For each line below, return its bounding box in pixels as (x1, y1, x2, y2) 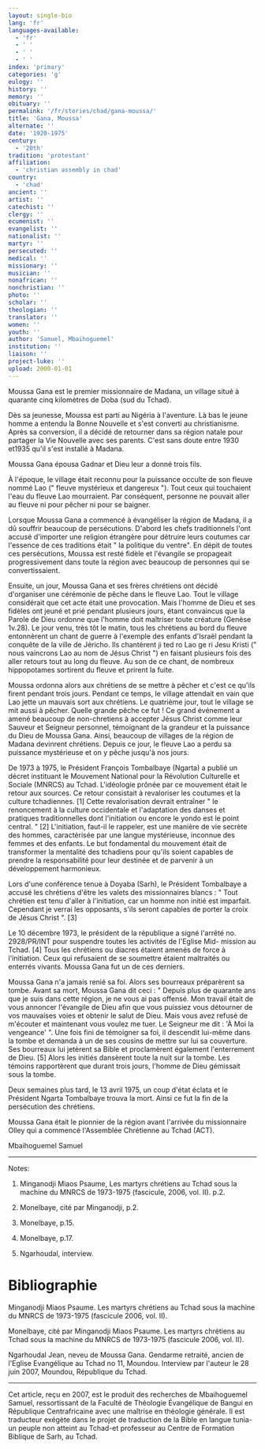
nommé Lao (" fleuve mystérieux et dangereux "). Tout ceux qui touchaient (8, 483, 252, 492)
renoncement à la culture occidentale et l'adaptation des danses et (8, 805, 226, 814)
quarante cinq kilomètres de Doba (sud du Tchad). (8, 395, 172, 404)
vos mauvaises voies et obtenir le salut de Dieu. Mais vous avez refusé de (8, 1011, 248, 1020)
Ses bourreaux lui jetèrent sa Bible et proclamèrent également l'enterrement (8, 1044, 255, 1053)
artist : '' (8, 195, 44, 203)
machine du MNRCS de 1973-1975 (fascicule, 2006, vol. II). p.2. (19, 1187, 226, 1197)
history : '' (8, 85, 47, 93)
